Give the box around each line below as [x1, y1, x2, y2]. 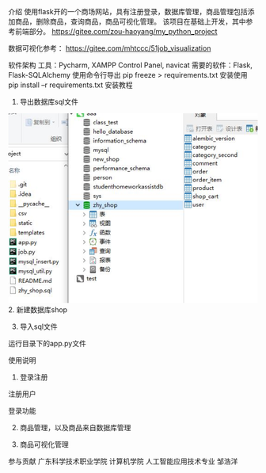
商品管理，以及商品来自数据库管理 [19, 422, 131, 432]
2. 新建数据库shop [8, 304, 68, 315]
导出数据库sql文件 [19, 97, 79, 106]
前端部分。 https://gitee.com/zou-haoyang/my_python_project [14, 27, 218, 36]
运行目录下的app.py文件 [8, 338, 87, 348]
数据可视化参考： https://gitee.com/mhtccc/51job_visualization [8, 44, 211, 53]
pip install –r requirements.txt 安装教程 [8, 80, 133, 90]
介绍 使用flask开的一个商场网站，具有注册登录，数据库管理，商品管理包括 [8, 7, 248, 16]
